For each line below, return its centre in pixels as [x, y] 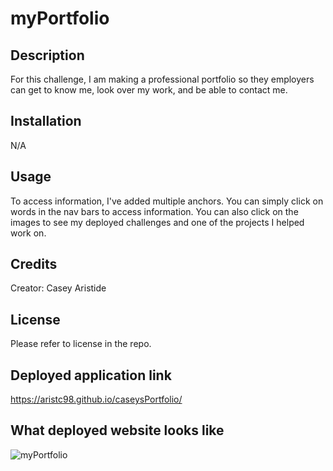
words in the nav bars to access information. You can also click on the [154, 211]
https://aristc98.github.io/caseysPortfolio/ [96, 399]
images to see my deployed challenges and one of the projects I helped [157, 222]
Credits [34, 264]
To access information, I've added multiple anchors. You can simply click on [167, 201]
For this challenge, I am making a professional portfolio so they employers [162, 79]
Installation [46, 121]
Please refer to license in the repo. [81, 344]
